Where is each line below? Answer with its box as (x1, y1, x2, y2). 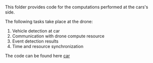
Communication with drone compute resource (12, 33, 105, 39)
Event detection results (12, 38, 58, 44)
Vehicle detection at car (12, 28, 60, 33)
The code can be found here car (5, 53, 70, 59)
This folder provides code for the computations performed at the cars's (5, 4, 149, 10)
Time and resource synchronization (12, 44, 84, 49)
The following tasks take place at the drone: (5, 19, 93, 24)
